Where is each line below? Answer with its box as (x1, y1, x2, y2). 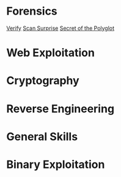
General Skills (6, 129, 78, 143)
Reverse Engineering (6, 102, 115, 115)
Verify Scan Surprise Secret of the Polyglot (6, 24, 115, 32)
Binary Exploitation (6, 157, 105, 172)
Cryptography (6, 74, 79, 88)
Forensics (6, 4, 58, 18)
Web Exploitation (6, 46, 95, 60)
